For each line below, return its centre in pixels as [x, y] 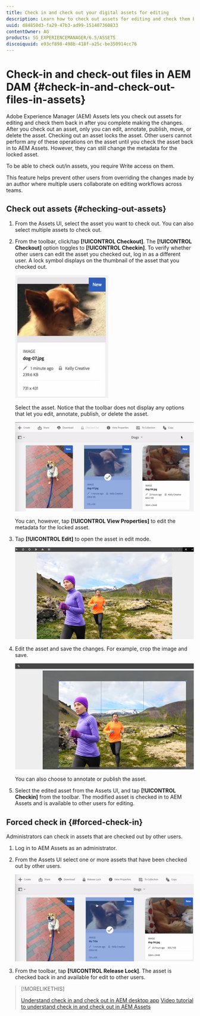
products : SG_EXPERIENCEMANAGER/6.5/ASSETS [61, 38]
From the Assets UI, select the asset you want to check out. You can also [104, 223]
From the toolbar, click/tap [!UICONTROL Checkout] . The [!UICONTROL [103, 241]
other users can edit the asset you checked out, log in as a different [98, 254]
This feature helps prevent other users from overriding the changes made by [100, 177]
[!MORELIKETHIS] [43, 989]
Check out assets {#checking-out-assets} [86, 209]
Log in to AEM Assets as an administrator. [66, 848]
